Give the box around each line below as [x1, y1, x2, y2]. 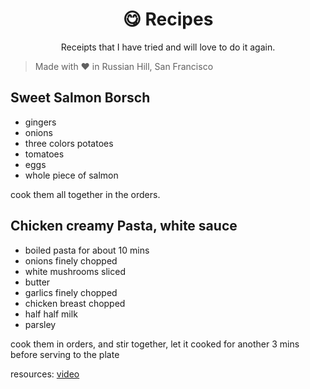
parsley [24, 318, 57, 330]
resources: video [10, 368, 80, 380]
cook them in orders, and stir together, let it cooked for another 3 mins [10, 338, 300, 350]
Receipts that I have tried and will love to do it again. [60, 41, 276, 53]
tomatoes [24, 148, 65, 160]
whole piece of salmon [24, 169, 119, 181]
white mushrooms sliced [24, 265, 126, 277]
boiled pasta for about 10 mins [24, 244, 150, 256]
